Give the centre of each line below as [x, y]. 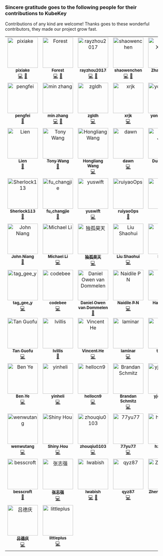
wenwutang [23, 446]
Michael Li [58, 257]
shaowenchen [128, 70]
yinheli [58, 396]
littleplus [58, 538]
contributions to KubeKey [36, 13]
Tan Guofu [23, 351]
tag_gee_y [23, 303]
